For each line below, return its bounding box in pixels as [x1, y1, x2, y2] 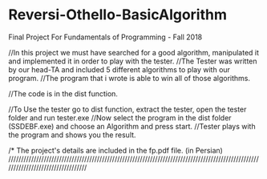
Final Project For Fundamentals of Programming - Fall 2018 [8, 32, 203, 42]
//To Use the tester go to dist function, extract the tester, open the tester [8, 104, 247, 114]
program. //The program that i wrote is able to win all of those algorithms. [8, 73, 251, 83]
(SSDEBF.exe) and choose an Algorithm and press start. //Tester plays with [8, 121, 256, 131]
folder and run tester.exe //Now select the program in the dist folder [8, 112, 232, 122]
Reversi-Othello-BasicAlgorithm [8, 6, 227, 24]
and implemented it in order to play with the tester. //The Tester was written [8, 56, 258, 66]
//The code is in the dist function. [8, 88, 119, 98]
